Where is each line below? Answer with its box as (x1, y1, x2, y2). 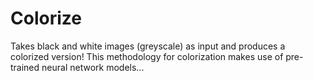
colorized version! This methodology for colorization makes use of (10, 50, 284, 62)
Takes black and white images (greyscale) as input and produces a (10, 40, 286, 52)
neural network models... (41, 61, 145, 73)
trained (10, 61, 40, 73)
